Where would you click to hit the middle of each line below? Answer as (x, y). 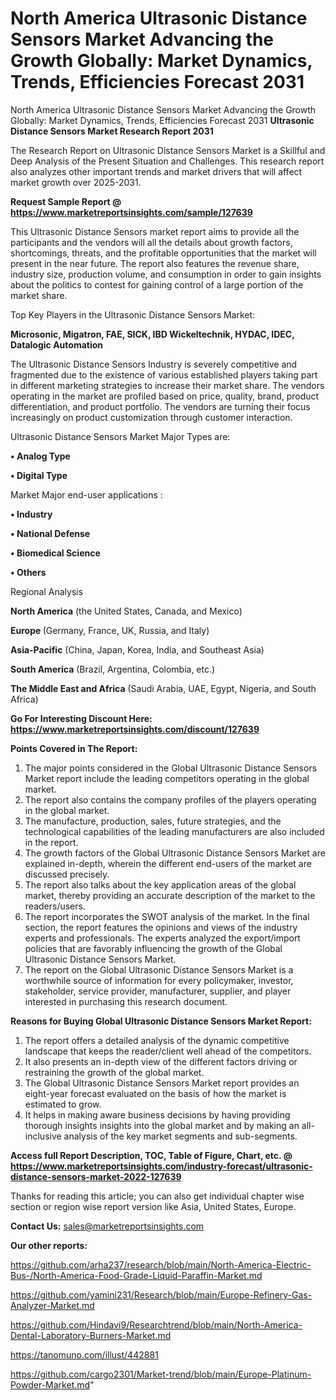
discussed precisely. (67, 874)
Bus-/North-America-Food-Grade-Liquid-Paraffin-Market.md (136, 1275)
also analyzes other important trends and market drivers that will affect (156, 171)
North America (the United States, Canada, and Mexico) (126, 611)
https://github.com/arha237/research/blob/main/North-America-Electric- (161, 1264)
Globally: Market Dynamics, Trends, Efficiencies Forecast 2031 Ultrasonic (162, 120)
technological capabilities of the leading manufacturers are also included (174, 831)
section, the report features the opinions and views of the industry (161, 927)
